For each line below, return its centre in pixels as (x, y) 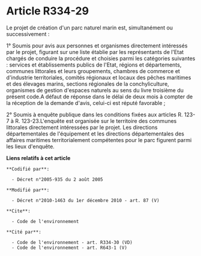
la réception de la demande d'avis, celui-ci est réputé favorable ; (86, 103)
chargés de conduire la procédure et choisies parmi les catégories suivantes (101, 58)
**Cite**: (19, 211)
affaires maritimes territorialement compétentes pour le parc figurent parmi (99, 140)
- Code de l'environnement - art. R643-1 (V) (70, 248)
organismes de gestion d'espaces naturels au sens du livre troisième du (95, 90)
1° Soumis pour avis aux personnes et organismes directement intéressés (97, 46)
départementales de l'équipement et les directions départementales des (95, 134)
